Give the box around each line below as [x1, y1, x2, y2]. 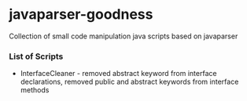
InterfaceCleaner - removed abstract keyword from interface [20, 69, 217, 78]
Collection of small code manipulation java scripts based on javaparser [9, 31, 238, 41]
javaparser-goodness [9, 5, 153, 23]
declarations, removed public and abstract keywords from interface [20, 77, 239, 87]
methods [20, 85, 50, 95]
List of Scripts [9, 51, 64, 62]
